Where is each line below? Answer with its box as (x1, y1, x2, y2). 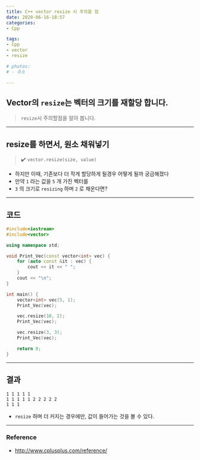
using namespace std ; (6, 242, 60, 248)
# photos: (6, 63, 31, 69)
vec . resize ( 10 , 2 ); (17, 313, 65, 319)
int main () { (6, 291, 39, 298)
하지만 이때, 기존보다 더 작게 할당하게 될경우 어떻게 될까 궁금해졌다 (14, 170, 169, 177)
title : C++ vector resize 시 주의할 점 (6, 8, 99, 15)
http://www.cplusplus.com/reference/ (14, 447, 108, 454)
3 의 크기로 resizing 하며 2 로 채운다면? (14, 185, 108, 192)
